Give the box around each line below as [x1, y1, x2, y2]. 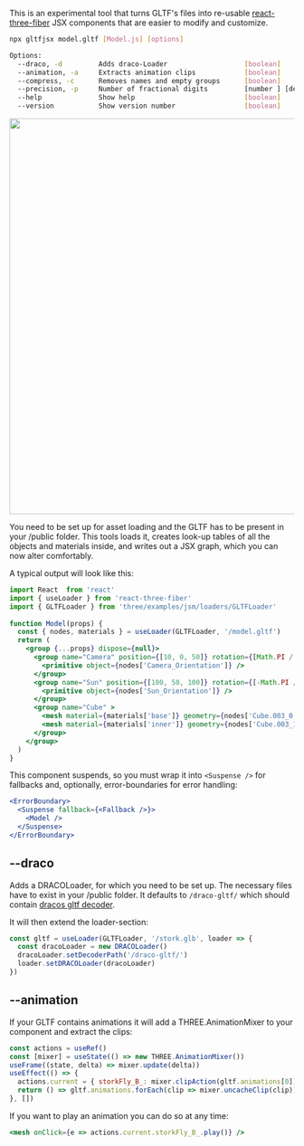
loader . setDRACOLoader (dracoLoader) [17, 959, 156, 969]
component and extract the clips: [9, 1026, 133, 1037]
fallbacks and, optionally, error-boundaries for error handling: [9, 780, 238, 791]
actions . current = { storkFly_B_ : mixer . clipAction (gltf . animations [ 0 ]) [17, 1077, 298, 1086]
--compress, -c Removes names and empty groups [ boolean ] [17, 76, 281, 85]
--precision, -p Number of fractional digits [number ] [17, 85, 281, 94]
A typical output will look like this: [9, 568, 134, 578]
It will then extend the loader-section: [9, 916, 149, 927]
